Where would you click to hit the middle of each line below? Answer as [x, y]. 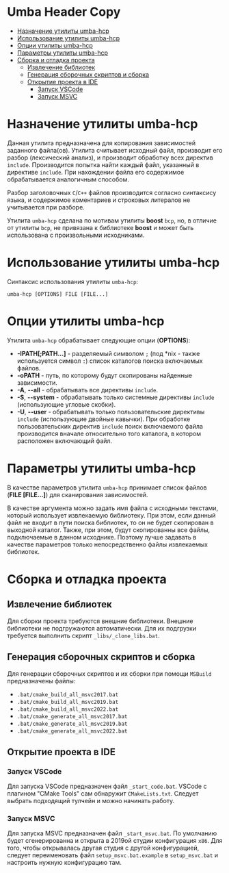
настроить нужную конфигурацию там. [64, 863]
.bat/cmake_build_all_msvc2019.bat [68, 702]
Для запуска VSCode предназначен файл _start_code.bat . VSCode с [107, 786]
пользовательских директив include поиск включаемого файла [110, 426]
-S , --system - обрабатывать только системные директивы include [116, 397]
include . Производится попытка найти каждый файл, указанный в [103, 164]
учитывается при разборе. [46, 207]
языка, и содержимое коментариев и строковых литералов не [99, 200]
